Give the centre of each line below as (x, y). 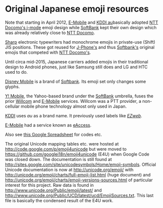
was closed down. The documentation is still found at (58, 159)
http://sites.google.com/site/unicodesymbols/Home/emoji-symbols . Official (81, 164)
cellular (12, 106)
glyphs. (13, 86)
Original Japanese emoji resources (77, 9)
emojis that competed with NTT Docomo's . (48, 52)
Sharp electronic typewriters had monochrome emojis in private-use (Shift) (80, 42)
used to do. (17, 72)
